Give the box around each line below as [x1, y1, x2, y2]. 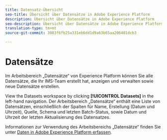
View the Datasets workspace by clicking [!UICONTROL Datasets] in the [5, 93, 154, 99]
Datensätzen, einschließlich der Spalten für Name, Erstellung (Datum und [5, 103, 155, 110]
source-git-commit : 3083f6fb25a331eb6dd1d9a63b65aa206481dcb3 [5, 30, 137, 35]
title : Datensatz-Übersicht [5, 7, 64, 12]
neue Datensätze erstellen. [5, 83, 60, 89]
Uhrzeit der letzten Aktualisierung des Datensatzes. [5, 114, 111, 120]
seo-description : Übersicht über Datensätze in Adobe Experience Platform [5, 21, 164, 26]
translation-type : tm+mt [5, 26, 57, 31]
